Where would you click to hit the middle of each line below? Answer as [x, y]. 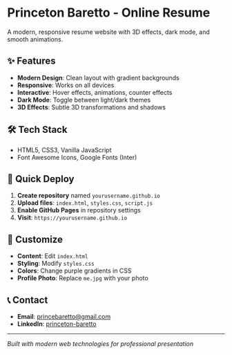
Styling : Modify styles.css [56, 264]
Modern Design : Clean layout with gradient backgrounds [98, 78]
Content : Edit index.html [52, 256]
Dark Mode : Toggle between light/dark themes [84, 100]
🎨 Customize [35, 239]
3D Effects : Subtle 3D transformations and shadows [91, 107]
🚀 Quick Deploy [41, 179]
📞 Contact [28, 300]
